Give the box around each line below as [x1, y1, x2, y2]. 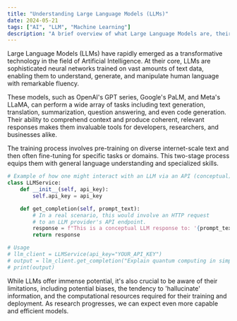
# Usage [7, 244, 30, 251]
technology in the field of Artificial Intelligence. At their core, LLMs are [7, 57, 211, 66]
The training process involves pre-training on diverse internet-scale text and [7, 144, 229, 152]
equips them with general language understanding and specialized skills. [7, 159, 219, 168]
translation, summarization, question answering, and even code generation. [7, 108, 227, 116]
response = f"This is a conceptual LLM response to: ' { [32, 225, 200, 232]
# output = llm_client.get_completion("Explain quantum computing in [7, 257, 217, 265]
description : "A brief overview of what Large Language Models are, [7, 30, 213, 37]
